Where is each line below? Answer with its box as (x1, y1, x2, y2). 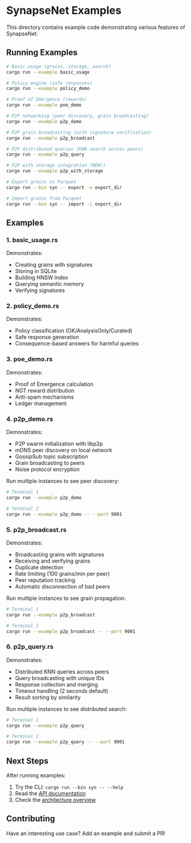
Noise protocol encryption (14, 466, 80, 473)
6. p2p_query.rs (6, 643, 54, 651)
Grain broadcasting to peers (14, 459, 85, 467)
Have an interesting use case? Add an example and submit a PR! (6, 830, 166, 837)
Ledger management (14, 399, 67, 407)
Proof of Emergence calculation (14, 380, 94, 388)
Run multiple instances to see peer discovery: (6, 478, 120, 485)
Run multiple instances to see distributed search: (6, 705, 127, 712)
